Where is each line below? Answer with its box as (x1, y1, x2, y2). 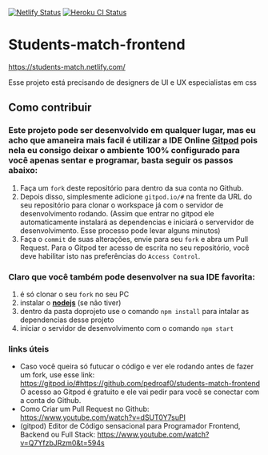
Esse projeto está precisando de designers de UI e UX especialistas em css (8, 77, 258, 87)
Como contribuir (8, 101, 92, 115)
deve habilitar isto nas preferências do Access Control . (19, 251, 201, 260)
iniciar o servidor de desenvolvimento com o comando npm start (19, 323, 234, 332)
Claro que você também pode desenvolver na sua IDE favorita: (8, 271, 256, 282)
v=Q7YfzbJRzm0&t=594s (19, 438, 106, 448)
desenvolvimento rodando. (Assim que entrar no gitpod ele (19, 208, 214, 218)
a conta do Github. (19, 396, 82, 405)
